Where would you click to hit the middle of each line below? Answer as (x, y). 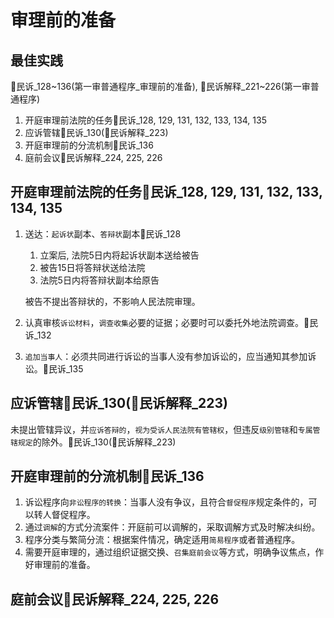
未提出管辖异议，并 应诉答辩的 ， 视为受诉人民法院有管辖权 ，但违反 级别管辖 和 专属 (161, 429)
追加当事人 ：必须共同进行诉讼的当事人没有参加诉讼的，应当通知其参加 (166, 356)
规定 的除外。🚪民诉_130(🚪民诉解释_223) (97, 442)
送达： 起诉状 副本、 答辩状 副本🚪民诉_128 (103, 233)
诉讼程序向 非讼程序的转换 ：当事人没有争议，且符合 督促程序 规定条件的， (166, 502)
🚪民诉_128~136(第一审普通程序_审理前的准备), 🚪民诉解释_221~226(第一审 (160, 86)
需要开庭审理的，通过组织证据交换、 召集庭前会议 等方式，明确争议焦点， (170, 552)
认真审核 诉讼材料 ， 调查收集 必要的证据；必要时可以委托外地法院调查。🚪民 (171, 322)
